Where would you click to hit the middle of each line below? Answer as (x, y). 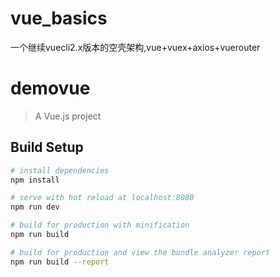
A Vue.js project (68, 116)
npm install (35, 180)
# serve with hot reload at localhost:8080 (102, 198)
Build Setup (47, 147)
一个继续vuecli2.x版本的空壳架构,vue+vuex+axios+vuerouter (135, 47)
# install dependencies (60, 170)
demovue (50, 88)
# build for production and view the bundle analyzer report (140, 252)
